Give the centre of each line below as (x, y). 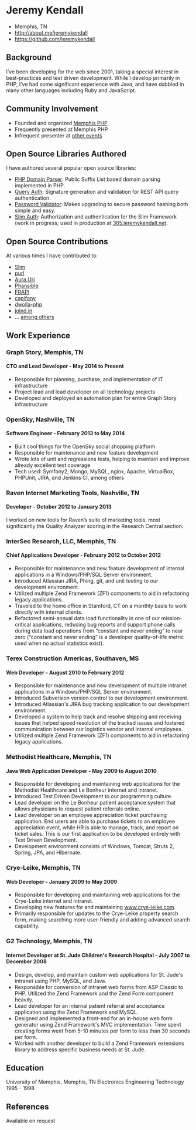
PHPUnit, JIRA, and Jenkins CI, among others (69, 477)
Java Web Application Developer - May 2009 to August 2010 (81, 771)
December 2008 (26, 961)
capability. (27, 926)
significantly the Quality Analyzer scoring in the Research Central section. (95, 526)
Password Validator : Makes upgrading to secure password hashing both (101, 204)
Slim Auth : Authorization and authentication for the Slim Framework (96, 217)
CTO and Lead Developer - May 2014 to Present (65, 366)
